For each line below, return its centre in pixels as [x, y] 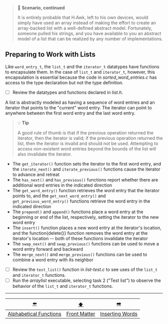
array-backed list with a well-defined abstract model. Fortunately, [85, 28]
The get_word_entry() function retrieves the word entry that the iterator [86, 190]
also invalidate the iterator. [44, 154]
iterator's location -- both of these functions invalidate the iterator [80, 238]
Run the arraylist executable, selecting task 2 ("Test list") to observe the [86, 280]
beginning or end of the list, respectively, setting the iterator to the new [85, 217]
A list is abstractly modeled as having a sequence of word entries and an [80, 102]
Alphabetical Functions [34, 314]
